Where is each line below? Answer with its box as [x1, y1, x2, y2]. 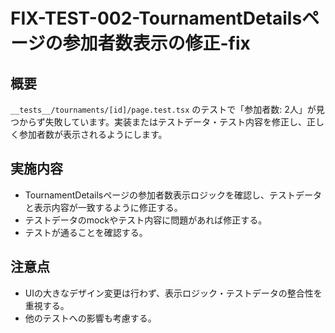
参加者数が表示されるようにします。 [18, 129, 168, 140]
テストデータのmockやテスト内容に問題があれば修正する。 [24, 214, 268, 226]
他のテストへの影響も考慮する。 [24, 312, 157, 324]
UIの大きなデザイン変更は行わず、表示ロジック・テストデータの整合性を [24, 287, 323, 299]
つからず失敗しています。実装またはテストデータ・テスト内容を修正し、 [10, 116, 307, 128]
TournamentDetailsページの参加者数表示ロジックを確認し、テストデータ [24, 189, 322, 201]
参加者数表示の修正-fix [62, 32, 251, 55]
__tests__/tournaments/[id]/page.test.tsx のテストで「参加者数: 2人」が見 [10, 104, 325, 115]
